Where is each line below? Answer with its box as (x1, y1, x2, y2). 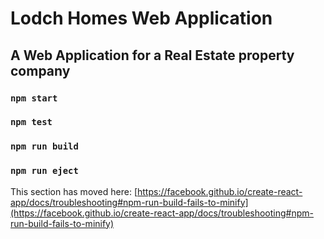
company (10, 62, 71, 79)
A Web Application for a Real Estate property (10, 47, 295, 64)
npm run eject (10, 165, 79, 177)
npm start (10, 92, 58, 104)
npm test (10, 117, 53, 128)
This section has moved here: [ (10, 185, 138, 197)
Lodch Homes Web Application (10, 7, 273, 30)
